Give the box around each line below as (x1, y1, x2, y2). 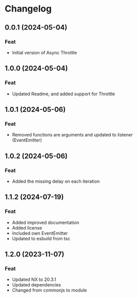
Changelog (5, 3, 52, 15)
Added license (12, 225, 42, 231)
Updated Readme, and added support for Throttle (12, 91, 115, 97)
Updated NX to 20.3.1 (12, 276, 56, 282)
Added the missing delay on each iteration (12, 178, 100, 184)
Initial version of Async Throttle (12, 49, 77, 55)
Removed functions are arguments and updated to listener (12, 132, 133, 138)
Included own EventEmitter (12, 230, 68, 236)
